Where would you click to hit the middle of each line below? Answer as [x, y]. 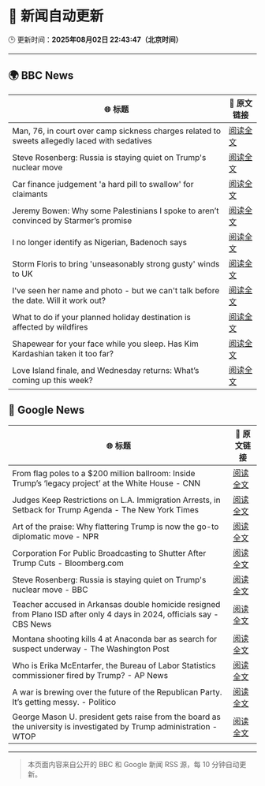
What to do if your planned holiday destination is [102, 317]
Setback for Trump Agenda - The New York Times [106, 509]
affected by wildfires [50, 326]
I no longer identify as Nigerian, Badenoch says [100, 242]
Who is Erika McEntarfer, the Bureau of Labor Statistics [114, 665]
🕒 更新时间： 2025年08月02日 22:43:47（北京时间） [95, 39]
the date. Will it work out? [59, 300]
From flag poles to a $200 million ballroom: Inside [104, 473]
